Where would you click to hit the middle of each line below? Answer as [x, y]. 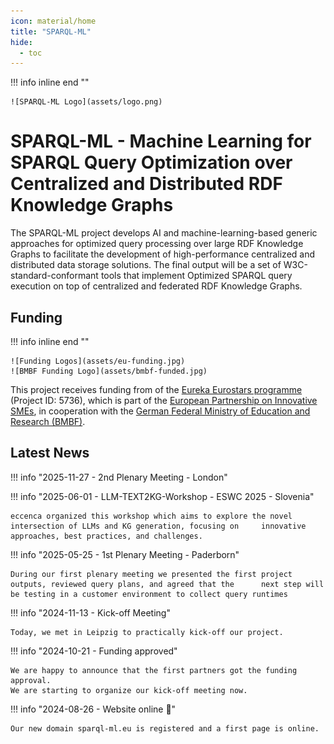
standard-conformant [54, 276]
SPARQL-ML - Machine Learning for [161, 141]
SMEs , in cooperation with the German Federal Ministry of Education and [160, 411]
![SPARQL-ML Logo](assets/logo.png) [86, 102]
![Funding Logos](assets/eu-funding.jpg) [98, 361]
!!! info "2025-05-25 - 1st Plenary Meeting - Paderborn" [125, 554]
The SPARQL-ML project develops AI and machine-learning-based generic [164, 233]
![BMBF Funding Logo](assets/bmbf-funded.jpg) [109, 371]
